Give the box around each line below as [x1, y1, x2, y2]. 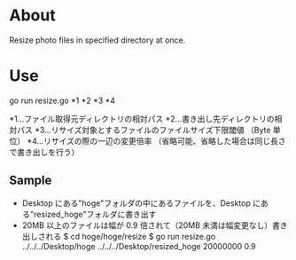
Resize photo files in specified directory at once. [9, 35, 186, 45]
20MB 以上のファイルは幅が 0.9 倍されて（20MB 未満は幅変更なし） [21, 219, 273, 231]
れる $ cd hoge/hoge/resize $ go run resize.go [45, 231, 215, 241]
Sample [9, 173, 52, 188]
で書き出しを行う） [9, 146, 80, 157]
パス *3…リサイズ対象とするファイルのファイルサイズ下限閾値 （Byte [16, 124, 271, 135]
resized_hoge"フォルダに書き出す [34, 209, 157, 219]
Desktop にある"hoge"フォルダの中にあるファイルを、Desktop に [21, 197, 261, 209]
